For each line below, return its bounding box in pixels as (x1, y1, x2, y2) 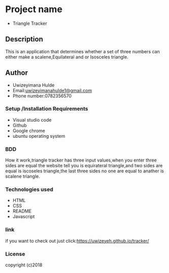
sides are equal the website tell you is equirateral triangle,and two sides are (5, 163, 163, 169)
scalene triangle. (5, 173, 40, 179)
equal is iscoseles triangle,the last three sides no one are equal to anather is (5, 168, 164, 174)
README (12, 208, 32, 214)
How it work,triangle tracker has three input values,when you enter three (5, 157, 157, 163)
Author (5, 68, 28, 77)
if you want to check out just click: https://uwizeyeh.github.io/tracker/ (5, 238, 149, 244)
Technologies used (5, 186, 53, 193)
